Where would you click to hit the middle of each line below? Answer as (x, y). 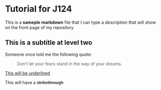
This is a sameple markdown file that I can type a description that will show (80, 22)
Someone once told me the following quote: (49, 54)
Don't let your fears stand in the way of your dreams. (69, 63)
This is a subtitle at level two (49, 43)
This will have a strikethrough (34, 82)
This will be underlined (28, 73)
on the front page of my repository (39, 27)
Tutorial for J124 (39, 9)
